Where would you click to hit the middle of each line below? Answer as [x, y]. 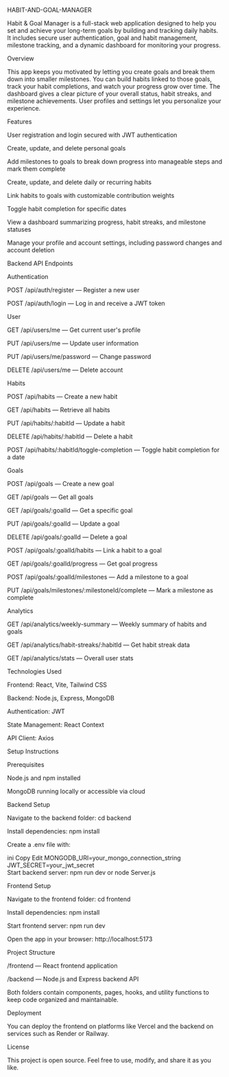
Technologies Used [34, 671]
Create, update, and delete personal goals [67, 148]
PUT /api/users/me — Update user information [73, 343]
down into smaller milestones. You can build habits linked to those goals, [110, 79]
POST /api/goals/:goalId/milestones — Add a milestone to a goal [98, 577]
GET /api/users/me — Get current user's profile [74, 330]
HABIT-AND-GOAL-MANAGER [50, 10]
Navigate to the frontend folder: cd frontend [69, 899]
